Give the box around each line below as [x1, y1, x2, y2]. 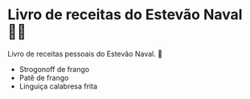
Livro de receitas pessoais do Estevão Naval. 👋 [7, 49, 162, 58]
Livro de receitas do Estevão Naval [7, 6, 243, 24]
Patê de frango [18, 73, 69, 82]
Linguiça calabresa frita [18, 81, 98, 91]
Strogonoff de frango [18, 64, 90, 73]
